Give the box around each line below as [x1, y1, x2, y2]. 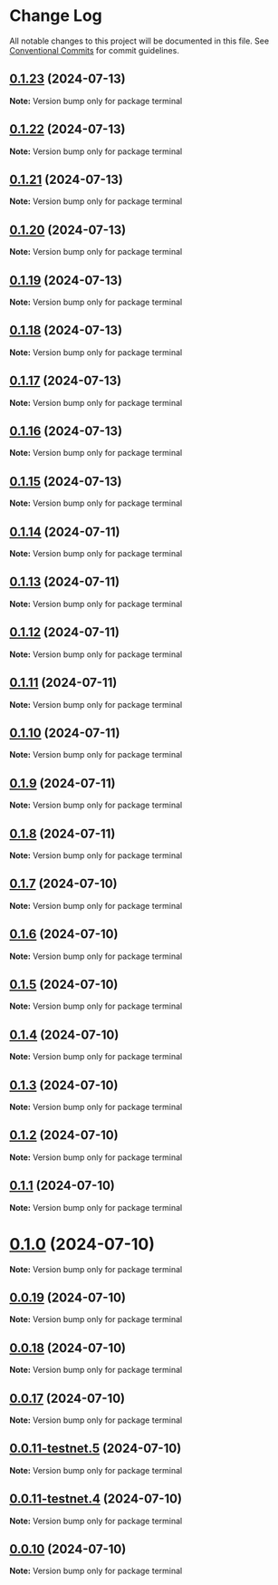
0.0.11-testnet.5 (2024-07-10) [9, 1441, 182, 1456]
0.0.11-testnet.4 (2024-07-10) [9, 1492, 183, 1507]
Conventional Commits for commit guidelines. [9, 44, 179, 55]
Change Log [9, 5, 102, 26]
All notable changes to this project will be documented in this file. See [9, 35, 270, 46]
